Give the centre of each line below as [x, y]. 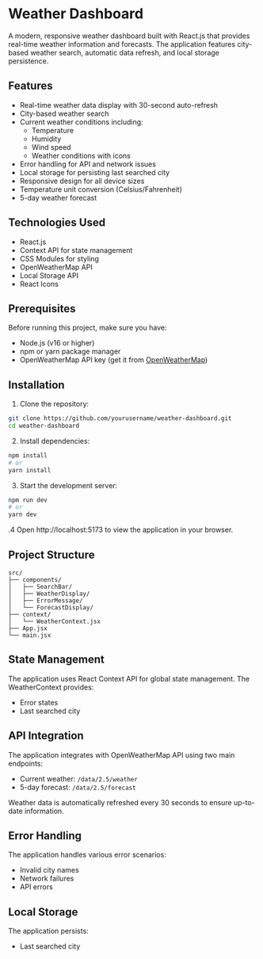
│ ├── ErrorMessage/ [46, 601]
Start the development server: [69, 485]
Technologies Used [57, 223]
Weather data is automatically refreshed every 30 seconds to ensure [120, 802]
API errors [36, 887]
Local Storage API [49, 275]
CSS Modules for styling [59, 258]
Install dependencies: [55, 441]
